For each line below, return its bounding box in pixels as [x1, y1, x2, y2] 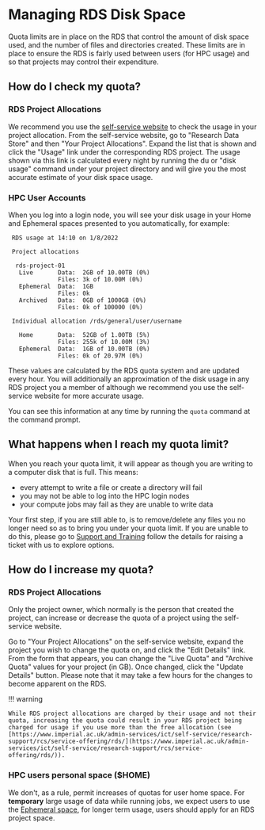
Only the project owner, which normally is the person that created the [8, 605, 235, 614]
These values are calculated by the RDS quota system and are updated [8, 365, 240, 375]
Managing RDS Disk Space [8, 6, 186, 24]
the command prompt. [8, 415, 81, 424]
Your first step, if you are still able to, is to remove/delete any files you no [8, 514, 246, 524]
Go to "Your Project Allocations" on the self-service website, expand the [8, 637, 244, 647]
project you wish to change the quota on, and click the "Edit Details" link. [8, 645, 246, 655]
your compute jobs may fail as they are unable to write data [19, 499, 214, 509]
